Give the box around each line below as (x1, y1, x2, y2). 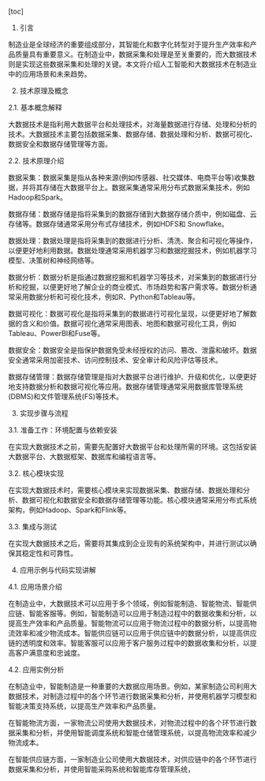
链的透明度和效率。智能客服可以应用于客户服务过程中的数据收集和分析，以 (8, 638, 250, 648)
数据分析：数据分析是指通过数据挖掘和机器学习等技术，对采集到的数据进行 (8, 272, 250, 282)
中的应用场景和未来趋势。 (8, 69, 91, 78)
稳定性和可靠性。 (21, 548, 77, 558)
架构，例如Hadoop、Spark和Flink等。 (8, 505, 131, 514)
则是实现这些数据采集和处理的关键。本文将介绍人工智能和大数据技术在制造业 (8, 59, 257, 69)
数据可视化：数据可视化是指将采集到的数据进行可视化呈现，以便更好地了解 (8, 309, 250, 318)
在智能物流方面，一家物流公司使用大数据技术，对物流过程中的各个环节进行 (8, 718, 250, 727)
